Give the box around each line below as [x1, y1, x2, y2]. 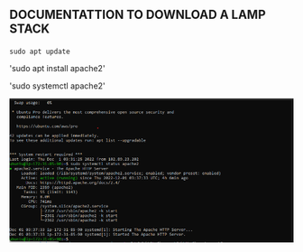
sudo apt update [9, 47, 70, 56]
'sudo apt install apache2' [9, 62, 106, 73]
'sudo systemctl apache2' [9, 80, 106, 91]
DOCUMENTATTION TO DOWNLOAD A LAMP [9, 7, 266, 23]
